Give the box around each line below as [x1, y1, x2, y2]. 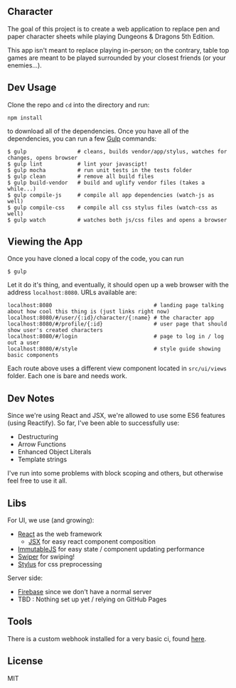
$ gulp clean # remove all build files [7, 173, 154, 180]
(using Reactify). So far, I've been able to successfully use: [7, 419, 180, 427]
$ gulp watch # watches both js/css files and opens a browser [7, 216, 227, 223]
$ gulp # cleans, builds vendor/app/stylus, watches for [7, 148, 227, 155]
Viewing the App [7, 236, 83, 248]
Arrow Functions [17, 440, 66, 448]
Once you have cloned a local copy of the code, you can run [7, 254, 184, 263]
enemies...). [7, 60, 43, 70]
